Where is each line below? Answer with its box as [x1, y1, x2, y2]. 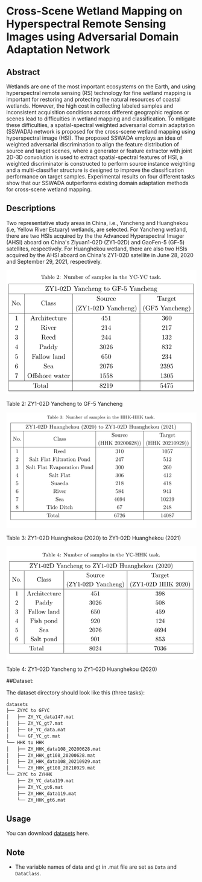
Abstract [6, 67, 40, 77]
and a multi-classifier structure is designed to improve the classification [6, 166, 185, 174]
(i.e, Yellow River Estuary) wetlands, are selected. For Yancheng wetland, [6, 226, 188, 233]
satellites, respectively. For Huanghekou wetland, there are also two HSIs [6, 245, 188, 252]
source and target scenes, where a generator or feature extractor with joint [6, 147, 192, 154]
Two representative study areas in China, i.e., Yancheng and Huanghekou [6, 219, 189, 226]
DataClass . [14, 870, 42, 877]
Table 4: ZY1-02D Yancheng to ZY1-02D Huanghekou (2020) [6, 665, 158, 673]
